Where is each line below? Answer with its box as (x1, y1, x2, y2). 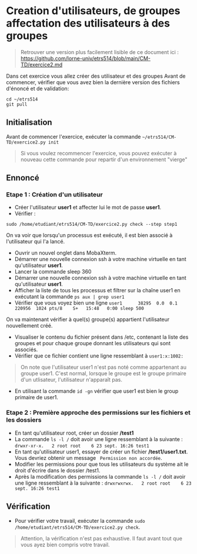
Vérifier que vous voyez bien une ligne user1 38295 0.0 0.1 (14, 299, 178, 306)
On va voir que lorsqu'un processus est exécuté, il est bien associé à (6, 232, 173, 239)
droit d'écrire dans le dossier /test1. (14, 466, 101, 474)
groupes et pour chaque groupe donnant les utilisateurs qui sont (14, 340, 171, 347)
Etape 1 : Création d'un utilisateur (6, 191, 103, 199)
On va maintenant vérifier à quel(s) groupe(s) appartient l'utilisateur (6, 316, 170, 323)
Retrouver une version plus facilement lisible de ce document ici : (20, 48, 179, 55)
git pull (6, 101, 28, 107)
